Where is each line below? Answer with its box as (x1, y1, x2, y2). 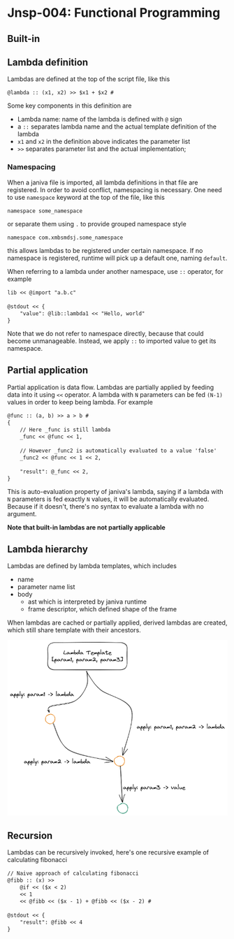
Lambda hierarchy (7, 543, 89, 555)
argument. (7, 509, 37, 518)
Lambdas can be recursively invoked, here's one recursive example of (7, 847, 210, 857)
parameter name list (17, 583, 75, 591)
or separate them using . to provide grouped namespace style (7, 219, 187, 228)
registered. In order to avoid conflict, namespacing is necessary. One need (7, 185, 222, 194)
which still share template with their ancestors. (7, 626, 141, 634)
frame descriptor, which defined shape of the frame (27, 605, 177, 613)
